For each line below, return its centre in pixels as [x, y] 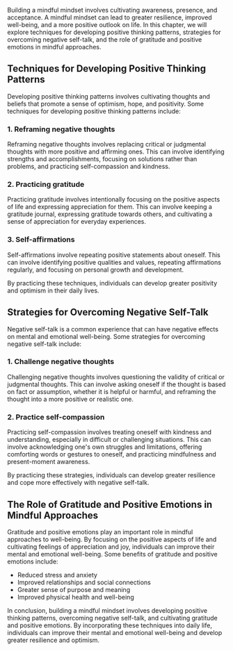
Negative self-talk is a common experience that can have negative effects [113, 329]
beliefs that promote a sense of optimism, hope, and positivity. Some [106, 104]
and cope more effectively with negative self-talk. [78, 483]
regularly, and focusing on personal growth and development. [96, 270]
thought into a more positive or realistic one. [71, 399]
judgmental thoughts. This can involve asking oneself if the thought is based [116, 384]
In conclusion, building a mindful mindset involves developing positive [107, 610]
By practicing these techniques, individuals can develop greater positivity [112, 283]
